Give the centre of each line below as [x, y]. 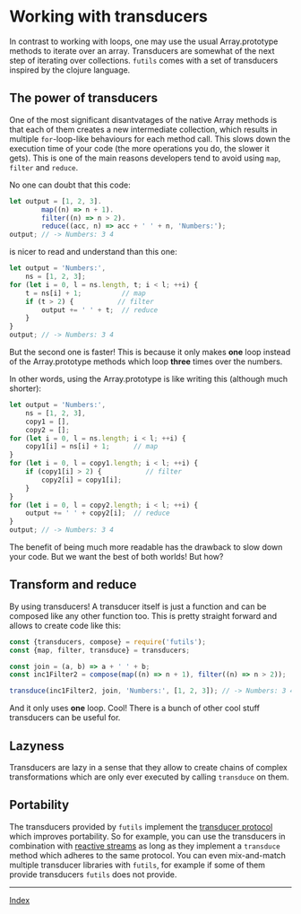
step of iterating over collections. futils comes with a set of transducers [144, 60]
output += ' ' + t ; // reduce [100, 310]
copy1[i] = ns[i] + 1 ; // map [92, 447]
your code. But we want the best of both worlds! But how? [116, 557]
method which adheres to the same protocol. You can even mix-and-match [148, 855]
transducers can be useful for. [65, 718]
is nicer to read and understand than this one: [93, 252]
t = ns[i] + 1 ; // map [86, 293]
